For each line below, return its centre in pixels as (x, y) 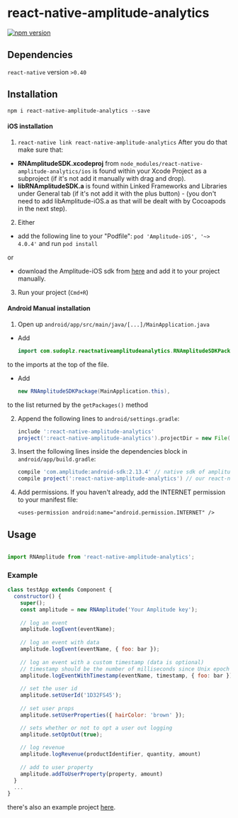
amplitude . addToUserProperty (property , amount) (91, 774)
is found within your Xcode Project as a (149, 171)
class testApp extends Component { (60, 590)
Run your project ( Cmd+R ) (53, 292)
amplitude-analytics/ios (54, 172)
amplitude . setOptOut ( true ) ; (61, 734)
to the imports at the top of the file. (58, 364)
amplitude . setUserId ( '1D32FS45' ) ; (71, 695)
